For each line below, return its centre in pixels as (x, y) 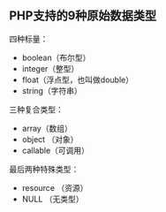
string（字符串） (52, 90)
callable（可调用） (56, 150)
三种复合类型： (36, 110)
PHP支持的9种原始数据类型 (83, 16)
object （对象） (50, 139)
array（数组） (47, 128)
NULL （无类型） (53, 199)
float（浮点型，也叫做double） (78, 79)
